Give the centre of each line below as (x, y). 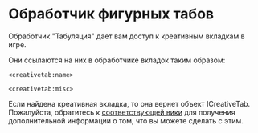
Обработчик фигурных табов (111, 14)
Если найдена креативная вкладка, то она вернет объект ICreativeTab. (129, 103)
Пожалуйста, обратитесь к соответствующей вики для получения (122, 112)
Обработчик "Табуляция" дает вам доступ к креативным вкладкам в (127, 36)
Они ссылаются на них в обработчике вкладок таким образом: (117, 60)
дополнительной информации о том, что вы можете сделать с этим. (126, 120)
